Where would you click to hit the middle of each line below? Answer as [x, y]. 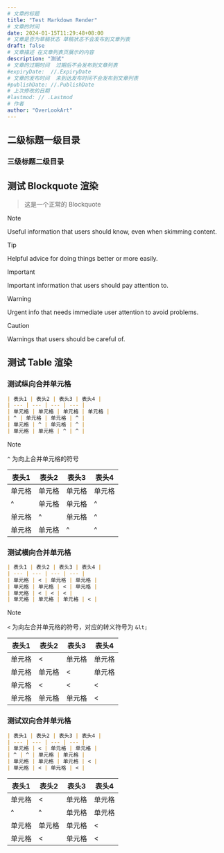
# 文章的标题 [23, 14]
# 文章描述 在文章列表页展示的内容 [51, 53]
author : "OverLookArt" [40, 110]
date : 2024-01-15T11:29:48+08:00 [55, 33]
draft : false [26, 46]
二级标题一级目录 [44, 140]
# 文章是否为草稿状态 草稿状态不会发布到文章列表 [69, 40]
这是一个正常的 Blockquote [62, 204]
